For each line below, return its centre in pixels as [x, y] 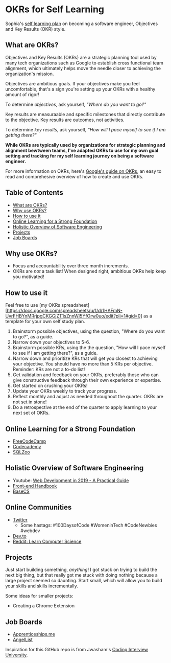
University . [17, 655]
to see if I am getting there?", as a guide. [55, 353]
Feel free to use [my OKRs [33, 305]
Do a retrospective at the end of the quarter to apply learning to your [85, 407]
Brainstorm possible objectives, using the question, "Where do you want [89, 331]
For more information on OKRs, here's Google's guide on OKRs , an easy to [83, 171]
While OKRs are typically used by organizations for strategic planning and [86, 145]
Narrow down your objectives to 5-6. [51, 342]
